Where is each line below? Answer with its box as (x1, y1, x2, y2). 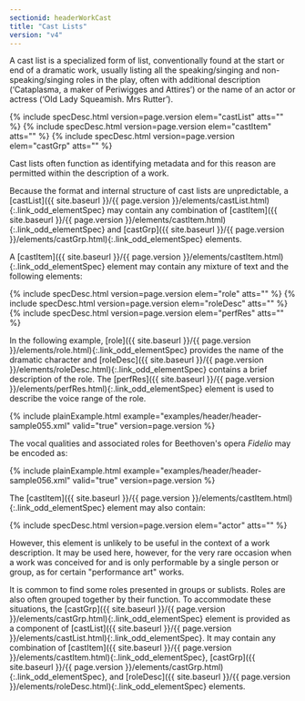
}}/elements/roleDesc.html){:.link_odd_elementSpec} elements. (9, 681, 246, 692)
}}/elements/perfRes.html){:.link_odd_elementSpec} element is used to (9, 383, 275, 394)
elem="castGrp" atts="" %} (9, 140, 113, 151)
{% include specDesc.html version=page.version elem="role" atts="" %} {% (9, 289, 296, 300)
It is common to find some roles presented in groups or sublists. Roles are (9, 584, 286, 595)
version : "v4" (9, 30, 64, 39)
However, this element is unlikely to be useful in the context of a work (9, 538, 270, 549)
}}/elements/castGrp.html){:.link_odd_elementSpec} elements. (9, 234, 243, 245)
